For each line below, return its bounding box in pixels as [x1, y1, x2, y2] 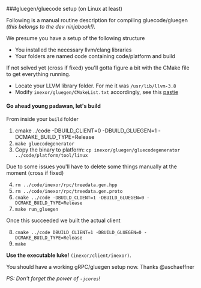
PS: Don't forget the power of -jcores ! [6, 275, 101, 282]
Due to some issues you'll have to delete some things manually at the [6, 163, 177, 170]
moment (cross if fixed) [6, 169, 64, 177]
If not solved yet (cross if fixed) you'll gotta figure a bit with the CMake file [6, 64, 190, 71]
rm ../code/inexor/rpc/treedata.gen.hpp [14, 182, 118, 188]
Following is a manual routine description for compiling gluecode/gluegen [6, 17, 188, 23]
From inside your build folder [6, 116, 79, 123]
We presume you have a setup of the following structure [6, 35, 145, 41]
